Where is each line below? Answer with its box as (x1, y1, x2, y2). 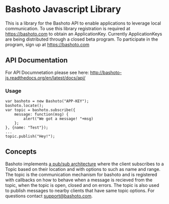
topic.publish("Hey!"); (5, 134, 55, 139)
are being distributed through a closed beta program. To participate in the (5, 36, 158, 42)
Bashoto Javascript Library (5, 4, 121, 15)
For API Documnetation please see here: (5, 69, 89, 75)
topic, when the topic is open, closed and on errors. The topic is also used (5, 182, 159, 188)
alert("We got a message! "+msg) (23, 117, 94, 122)
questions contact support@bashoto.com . (5, 192, 93, 199)
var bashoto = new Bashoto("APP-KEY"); (5, 99, 89, 104)
